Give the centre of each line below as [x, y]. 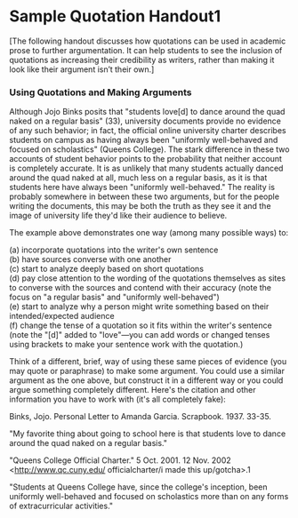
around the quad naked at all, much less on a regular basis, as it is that [138, 178]
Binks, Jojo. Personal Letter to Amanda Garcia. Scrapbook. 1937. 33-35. [140, 417]
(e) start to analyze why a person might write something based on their [139, 307]
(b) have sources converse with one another [90, 259]
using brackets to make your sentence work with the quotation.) [126, 345]
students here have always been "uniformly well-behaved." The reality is [142, 187]
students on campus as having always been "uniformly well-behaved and [144, 140]
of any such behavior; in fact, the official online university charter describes [148, 131]
